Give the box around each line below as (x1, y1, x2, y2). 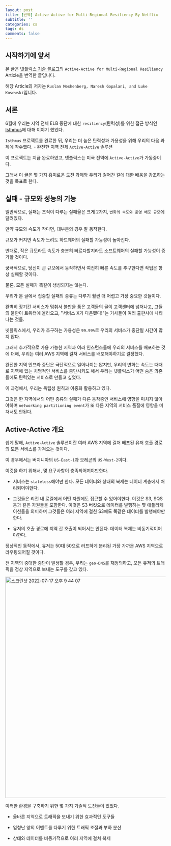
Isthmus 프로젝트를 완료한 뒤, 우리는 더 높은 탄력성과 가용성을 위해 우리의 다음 (5, 137, 159, 143)
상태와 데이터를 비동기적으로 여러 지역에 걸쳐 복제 (12, 835, 111, 841)
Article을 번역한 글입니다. (5, 72, 56, 78)
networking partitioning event (18, 403, 85, 408)
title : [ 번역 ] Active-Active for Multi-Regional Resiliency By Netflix (5, 12, 159, 17)
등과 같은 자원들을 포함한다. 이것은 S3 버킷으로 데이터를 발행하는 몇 (12, 502, 146, 508)
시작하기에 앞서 (5, 51, 50, 60)
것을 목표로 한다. (5, 178, 38, 184)
